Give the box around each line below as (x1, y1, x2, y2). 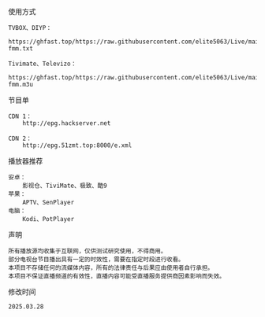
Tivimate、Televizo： (8, 60, 77, 68)
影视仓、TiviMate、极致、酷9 (22, 182, 108, 190)
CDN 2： (8, 135, 32, 142)
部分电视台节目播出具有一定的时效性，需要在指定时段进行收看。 (8, 256, 185, 264)
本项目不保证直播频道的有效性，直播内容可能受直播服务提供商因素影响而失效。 (8, 272, 226, 280)
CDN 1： (8, 112, 32, 120)
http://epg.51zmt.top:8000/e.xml (22, 142, 132, 149)
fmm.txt (8, 45, 34, 53)
